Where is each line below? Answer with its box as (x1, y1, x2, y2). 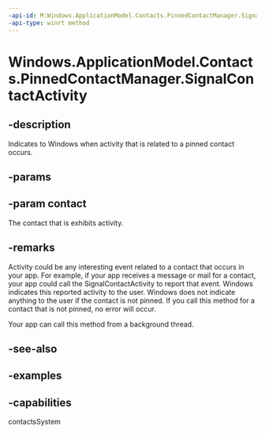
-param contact (8, 197, 87, 210)
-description (8, 118, 71, 131)
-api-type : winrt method (8, 19, 90, 27)
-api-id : (8, 11, 37, 20)
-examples (8, 369, 62, 383)
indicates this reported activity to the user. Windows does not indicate (8, 287, 236, 296)
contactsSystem (8, 417, 62, 427)
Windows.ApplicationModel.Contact (8, 53, 254, 71)
